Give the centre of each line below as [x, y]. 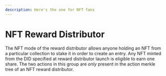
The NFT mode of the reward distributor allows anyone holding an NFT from [83, 48]
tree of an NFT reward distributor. [39, 69]
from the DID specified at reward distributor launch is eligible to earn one [80, 59]
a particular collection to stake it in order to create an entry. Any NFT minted [83, 53]
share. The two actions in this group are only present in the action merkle [80, 64]
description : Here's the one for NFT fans [50, 10]
